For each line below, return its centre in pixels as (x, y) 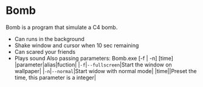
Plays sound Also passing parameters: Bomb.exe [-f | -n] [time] (94, 58)
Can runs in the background (49, 39)
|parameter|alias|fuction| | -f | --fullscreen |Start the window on (93, 65)
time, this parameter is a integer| (55, 77)
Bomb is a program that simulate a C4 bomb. (62, 27)
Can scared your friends (45, 51)
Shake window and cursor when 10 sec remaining (77, 45)
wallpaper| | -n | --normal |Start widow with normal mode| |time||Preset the (105, 71)
